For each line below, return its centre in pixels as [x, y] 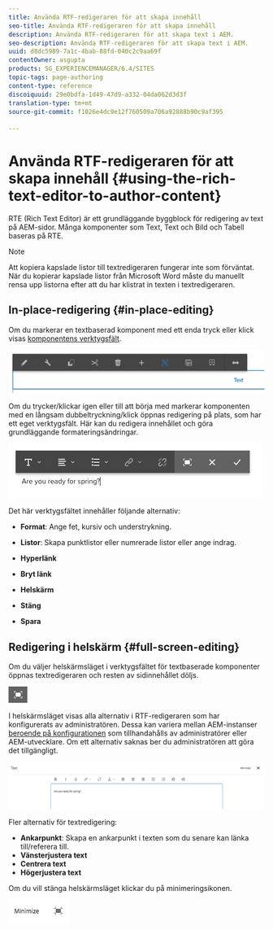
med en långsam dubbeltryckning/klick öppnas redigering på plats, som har [135, 415]
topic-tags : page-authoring [56, 77]
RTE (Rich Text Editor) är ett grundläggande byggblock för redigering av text [136, 219]
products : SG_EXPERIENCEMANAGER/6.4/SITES [81, 69]
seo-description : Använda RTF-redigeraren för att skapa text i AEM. [129, 43]
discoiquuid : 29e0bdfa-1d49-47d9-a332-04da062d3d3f [97, 94]
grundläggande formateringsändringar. [74, 432]
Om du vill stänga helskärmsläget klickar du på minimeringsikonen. [120, 888]
